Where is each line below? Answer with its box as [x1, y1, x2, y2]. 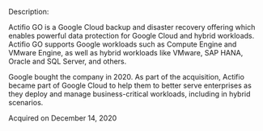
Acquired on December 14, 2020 [8, 113, 117, 123]
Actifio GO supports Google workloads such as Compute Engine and [8, 39, 237, 49]
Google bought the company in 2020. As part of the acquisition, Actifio [8, 72, 245, 81]
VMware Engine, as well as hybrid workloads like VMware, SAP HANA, [8, 48, 244, 57]
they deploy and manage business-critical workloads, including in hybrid [8, 89, 251, 99]
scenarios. [8, 98, 44, 107]
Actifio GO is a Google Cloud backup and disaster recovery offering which [8, 23, 256, 31]
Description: [8, 7, 49, 16]
